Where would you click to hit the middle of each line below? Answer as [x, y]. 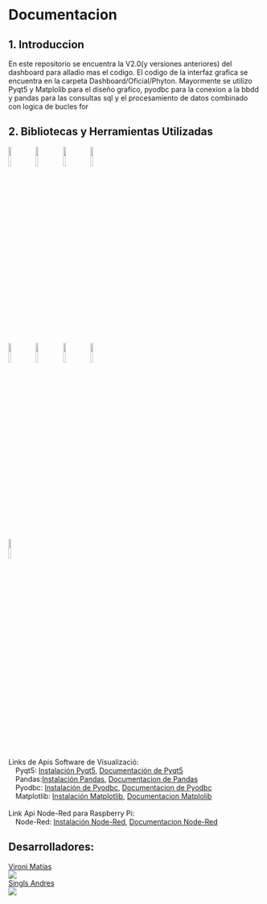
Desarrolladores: [51, 847]
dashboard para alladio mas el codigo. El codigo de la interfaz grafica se [128, 72]
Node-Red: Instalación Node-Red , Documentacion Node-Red [117, 821]
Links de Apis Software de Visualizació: [74, 762]
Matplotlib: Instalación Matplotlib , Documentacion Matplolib [114, 796]
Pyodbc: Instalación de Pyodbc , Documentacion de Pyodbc [114, 787]
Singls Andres [31, 883]
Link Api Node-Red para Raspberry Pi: [72, 813]
